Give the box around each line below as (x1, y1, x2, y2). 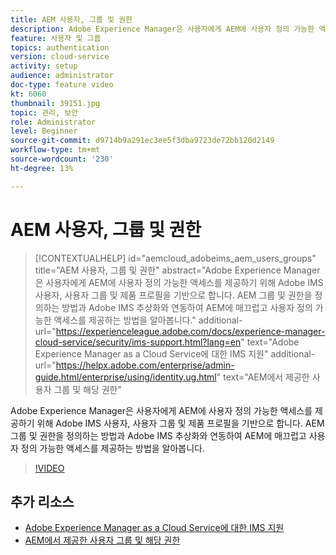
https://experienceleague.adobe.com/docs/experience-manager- (55, 325, 326, 337)
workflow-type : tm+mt (10, 145, 101, 155)
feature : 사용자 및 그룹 (10, 33, 102, 43)
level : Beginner (10, 126, 78, 136)
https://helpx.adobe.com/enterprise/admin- (55, 359, 235, 371)
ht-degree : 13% (10, 163, 74, 173)
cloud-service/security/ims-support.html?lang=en (34, 336, 242, 348)
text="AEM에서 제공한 (223, 371, 310, 383)
